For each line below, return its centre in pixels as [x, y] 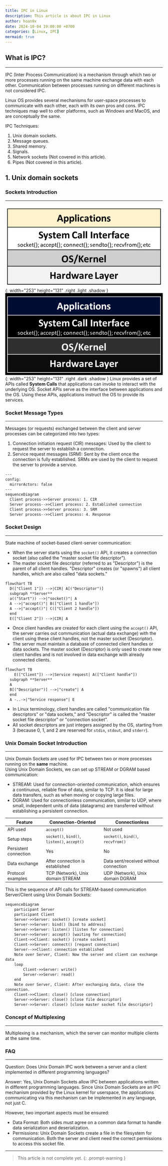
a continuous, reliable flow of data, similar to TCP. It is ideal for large [83, 790]
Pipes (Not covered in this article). [47, 162]
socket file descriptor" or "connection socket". [60, 719]
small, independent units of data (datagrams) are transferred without [83, 806]
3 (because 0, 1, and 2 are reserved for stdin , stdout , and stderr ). [80, 730]
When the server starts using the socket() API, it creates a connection [85, 552]
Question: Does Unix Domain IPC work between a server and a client [76, 1066]
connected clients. [31, 660]
